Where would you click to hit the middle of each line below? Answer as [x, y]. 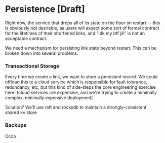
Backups [16, 125]
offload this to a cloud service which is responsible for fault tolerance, [76, 82]
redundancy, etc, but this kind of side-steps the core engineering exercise [81, 87]
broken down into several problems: [41, 53]
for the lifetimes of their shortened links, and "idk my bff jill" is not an [75, 33]
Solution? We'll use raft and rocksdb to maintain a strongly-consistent [76, 107]
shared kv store [21, 112]
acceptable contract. [26, 38]
